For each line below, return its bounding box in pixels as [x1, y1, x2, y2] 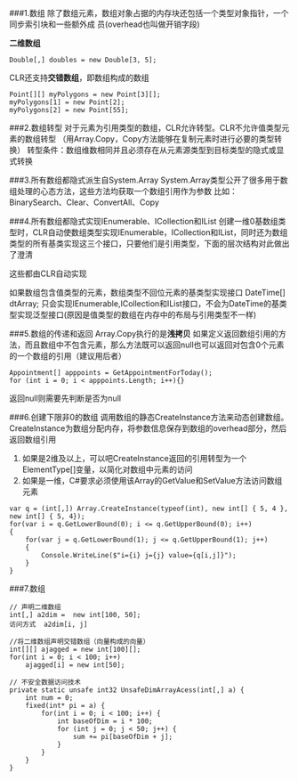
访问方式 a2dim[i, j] [9, 620, 88, 629]
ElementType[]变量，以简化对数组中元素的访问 [21, 464, 193, 475]
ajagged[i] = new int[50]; [25, 661, 125, 670]
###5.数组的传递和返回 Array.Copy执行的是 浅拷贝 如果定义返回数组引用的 [9, 329, 278, 338]
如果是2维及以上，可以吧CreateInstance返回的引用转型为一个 [21, 453, 247, 463]
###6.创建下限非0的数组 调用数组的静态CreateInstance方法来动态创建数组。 [9, 412, 289, 422]
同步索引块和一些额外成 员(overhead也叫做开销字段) [9, 19, 200, 29]
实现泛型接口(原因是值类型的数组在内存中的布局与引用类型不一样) [16, 310, 257, 320]
